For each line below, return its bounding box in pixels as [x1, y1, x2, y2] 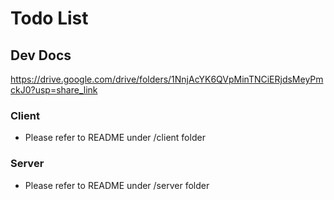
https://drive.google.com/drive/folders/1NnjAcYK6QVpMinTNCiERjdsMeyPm [10, 73, 324, 85]
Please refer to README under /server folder [24, 179, 210, 191]
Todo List [10, 7, 89, 30]
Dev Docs [10, 47, 72, 64]
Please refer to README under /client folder [24, 132, 206, 144]
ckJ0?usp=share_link [10, 84, 98, 96]
